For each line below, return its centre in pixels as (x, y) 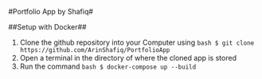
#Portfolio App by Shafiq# (51, 12)
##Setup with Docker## (47, 27)
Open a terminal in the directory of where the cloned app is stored (128, 58)
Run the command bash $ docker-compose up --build (108, 66)
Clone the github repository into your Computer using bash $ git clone (137, 42)
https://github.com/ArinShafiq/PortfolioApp (95, 50)
